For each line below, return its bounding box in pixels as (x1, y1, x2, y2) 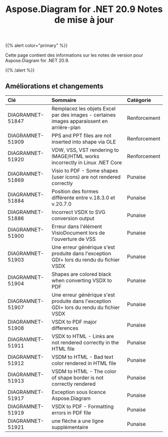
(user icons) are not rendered (51, 174, 121, 180)
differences (51, 325, 78, 332)
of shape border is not (51, 374, 104, 381)
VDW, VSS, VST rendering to (51, 147, 119, 154)
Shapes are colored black (51, 271, 111, 277)
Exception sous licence (51, 389, 106, 395)
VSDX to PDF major (51, 319, 97, 325)
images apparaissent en (51, 118, 108, 124)
